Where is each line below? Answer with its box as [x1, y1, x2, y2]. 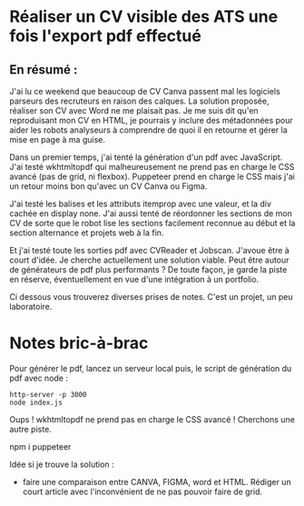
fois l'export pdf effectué [9, 25, 201, 46]
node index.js [9, 398, 64, 407]
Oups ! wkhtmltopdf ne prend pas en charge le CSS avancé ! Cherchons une [9, 413, 295, 424]
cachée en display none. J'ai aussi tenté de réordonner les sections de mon [9, 208, 292, 219]
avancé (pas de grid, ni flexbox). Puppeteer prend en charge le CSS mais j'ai [9, 171, 295, 182]
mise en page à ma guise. [9, 134, 106, 144]
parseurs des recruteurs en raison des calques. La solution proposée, [9, 95, 270, 106]
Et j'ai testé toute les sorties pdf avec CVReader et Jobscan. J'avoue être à [9, 245, 290, 255]
